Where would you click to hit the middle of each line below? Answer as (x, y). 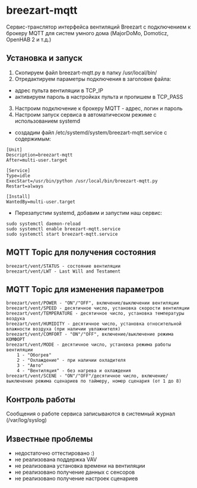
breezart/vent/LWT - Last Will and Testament (63, 271)
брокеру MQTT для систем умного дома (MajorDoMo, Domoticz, (88, 33)
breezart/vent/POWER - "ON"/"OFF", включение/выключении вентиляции (93, 303)
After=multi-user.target (37, 160)
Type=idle (18, 176)
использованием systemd (47, 121)
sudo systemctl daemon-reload (44, 224)
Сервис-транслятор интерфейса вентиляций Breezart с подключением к (99, 27)
